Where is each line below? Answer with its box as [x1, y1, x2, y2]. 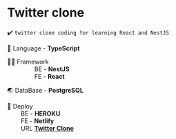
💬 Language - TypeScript [7, 44, 80, 53]
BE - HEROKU [20, 109, 61, 118]
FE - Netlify [20, 116, 55, 125]
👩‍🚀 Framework [7, 57, 50, 66]
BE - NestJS [34, 64, 70, 73]
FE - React [34, 72, 65, 80]
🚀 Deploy [7, 102, 33, 110]
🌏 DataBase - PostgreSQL [7, 86, 84, 94]
